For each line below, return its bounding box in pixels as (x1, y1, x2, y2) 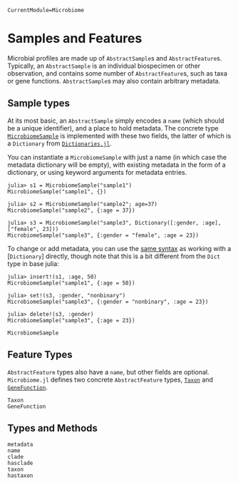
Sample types (7, 97, 70, 110)
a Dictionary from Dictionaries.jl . (7, 139, 112, 148)
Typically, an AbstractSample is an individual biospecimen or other (7, 61, 201, 70)
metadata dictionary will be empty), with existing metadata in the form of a (7, 160, 226, 169)
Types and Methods (7, 422, 98, 434)
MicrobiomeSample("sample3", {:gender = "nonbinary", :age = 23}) (7, 298, 209, 305)
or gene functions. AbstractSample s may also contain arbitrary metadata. (7, 76, 221, 85)
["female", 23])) (7, 225, 59, 233)
